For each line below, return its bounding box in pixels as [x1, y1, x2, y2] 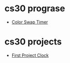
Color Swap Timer [11, 19, 48, 25]
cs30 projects [4, 36, 62, 47]
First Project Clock [11, 52, 49, 58]
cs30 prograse [4, 3, 65, 14]
